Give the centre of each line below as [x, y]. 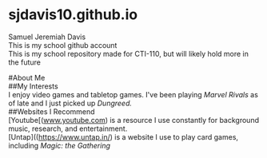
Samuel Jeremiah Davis [47, 37]
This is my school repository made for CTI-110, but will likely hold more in [129, 53]
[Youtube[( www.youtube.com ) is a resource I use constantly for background [134, 120]
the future [25, 62]
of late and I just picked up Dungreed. [70, 103]
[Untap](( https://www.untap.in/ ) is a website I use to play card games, [123, 136]
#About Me [27, 77]
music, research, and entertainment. [68, 128]
